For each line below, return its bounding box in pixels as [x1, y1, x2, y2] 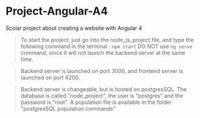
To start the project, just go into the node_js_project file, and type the [20, 36, 194, 43]
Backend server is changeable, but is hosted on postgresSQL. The [20, 85, 187, 92]
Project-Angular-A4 [5, 4, 108, 18]
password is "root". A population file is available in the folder [20, 99, 172, 106]
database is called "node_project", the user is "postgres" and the [20, 92, 184, 99]
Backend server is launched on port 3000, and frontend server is [20, 67, 184, 74]
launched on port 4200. [20, 74, 80, 81]
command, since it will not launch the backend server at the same [20, 49, 186, 56]
